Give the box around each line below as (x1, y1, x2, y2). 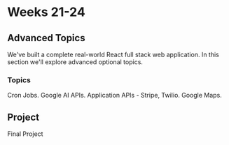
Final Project (7, 130, 43, 138)
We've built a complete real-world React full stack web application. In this (7, 50, 219, 59)
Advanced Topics (7, 32, 85, 44)
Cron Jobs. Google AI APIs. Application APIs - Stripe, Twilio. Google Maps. (7, 91, 222, 100)
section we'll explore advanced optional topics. (7, 58, 144, 66)
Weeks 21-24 (7, 4, 85, 20)
